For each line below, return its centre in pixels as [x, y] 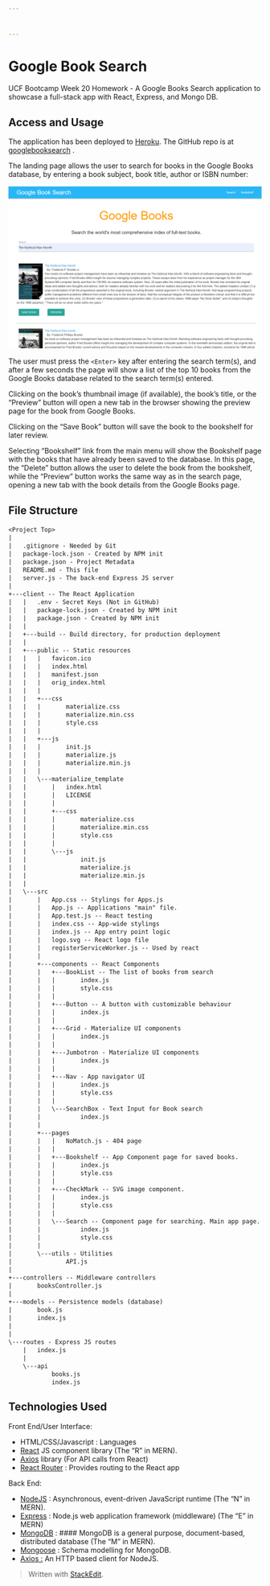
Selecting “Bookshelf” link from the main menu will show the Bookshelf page [135, 451]
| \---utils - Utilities [61, 1253]
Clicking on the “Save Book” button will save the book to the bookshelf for [131, 427]
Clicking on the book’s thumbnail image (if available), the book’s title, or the [133, 394]
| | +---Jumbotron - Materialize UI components [104, 1052]
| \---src [28, 892]
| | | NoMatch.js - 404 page [75, 1141]
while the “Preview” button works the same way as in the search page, [125, 477]
